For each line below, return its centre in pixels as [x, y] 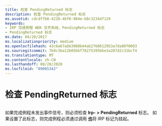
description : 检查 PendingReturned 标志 [45, 14]
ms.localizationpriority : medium [39, 42]
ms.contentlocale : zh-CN [30, 60]
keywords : [15, 23]
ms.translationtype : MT [29, 55]
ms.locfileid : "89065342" [31, 69]
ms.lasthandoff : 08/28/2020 [34, 64]
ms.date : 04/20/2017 [26, 37]
